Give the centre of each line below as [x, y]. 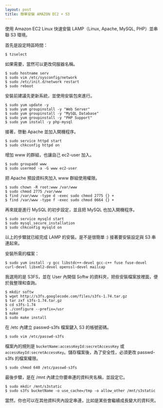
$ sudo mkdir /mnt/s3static [34, 386]
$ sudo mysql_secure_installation [40, 223]
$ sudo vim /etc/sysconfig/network [41, 78]
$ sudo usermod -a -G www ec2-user [41, 168]
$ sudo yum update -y [27, 105]
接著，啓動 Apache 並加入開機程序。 [42, 132]
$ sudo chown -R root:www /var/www [41, 187]
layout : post [18, 10]
